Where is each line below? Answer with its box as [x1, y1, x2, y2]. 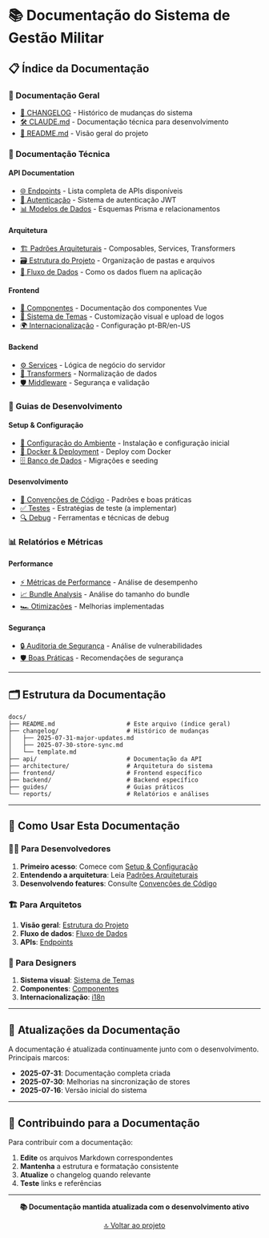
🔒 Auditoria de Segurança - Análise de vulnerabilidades [19, 641, 203, 651]
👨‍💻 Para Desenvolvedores [8, 843, 111, 854]
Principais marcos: [8, 1053, 70, 1063]
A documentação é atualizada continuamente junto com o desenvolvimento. [8, 1044, 259, 1054]
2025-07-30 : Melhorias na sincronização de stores [19, 1077, 191, 1087]
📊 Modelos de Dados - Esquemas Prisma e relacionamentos [19, 204, 220, 213]
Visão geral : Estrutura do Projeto [19, 920, 130, 930]
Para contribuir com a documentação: [8, 1137, 134, 1147]
